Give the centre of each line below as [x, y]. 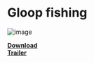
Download [22, 45]
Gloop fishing [47, 13]
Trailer [17, 53]
